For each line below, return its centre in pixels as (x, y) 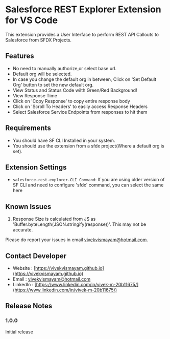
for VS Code (31, 20)
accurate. (23, 230)
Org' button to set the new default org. (53, 84)
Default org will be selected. (42, 74)
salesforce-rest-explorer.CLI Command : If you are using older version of (89, 180)
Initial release (19, 332)
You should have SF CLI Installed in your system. (64, 140)
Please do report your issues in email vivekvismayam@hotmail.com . (77, 240)
